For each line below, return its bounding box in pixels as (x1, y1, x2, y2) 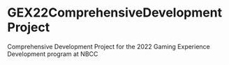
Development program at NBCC (7, 50, 98, 58)
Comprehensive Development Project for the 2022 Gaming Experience (7, 42, 211, 50)
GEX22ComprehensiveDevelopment (7, 5, 222, 21)
